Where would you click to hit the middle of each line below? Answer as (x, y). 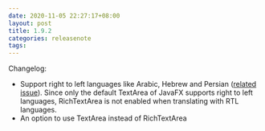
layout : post (30, 23)
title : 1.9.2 (30, 31)
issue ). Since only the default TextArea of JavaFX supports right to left (136, 92)
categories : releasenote (50, 38)
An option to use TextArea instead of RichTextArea (103, 118)
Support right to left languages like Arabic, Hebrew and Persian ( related (138, 84)
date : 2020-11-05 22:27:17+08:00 (64, 16)
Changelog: (27, 68)
